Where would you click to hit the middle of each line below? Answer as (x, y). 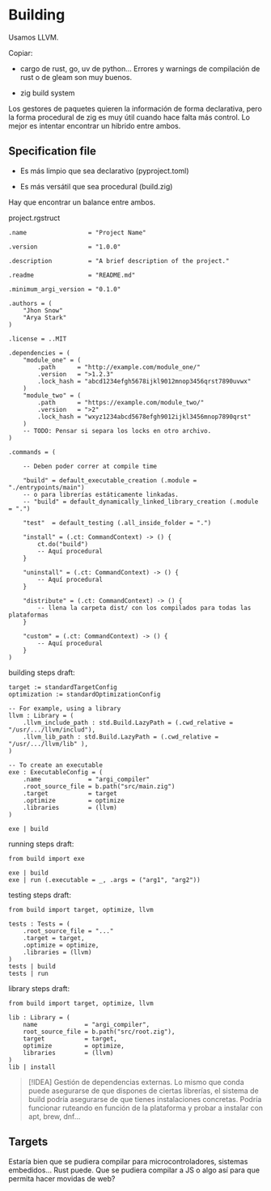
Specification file (53, 151)
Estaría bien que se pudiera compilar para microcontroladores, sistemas (128, 1161)
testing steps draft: (40, 895)
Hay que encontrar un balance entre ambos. (82, 202)
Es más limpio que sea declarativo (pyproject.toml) (104, 171)
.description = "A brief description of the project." (119, 261)
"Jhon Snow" (43, 310)
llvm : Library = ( (41, 715)
